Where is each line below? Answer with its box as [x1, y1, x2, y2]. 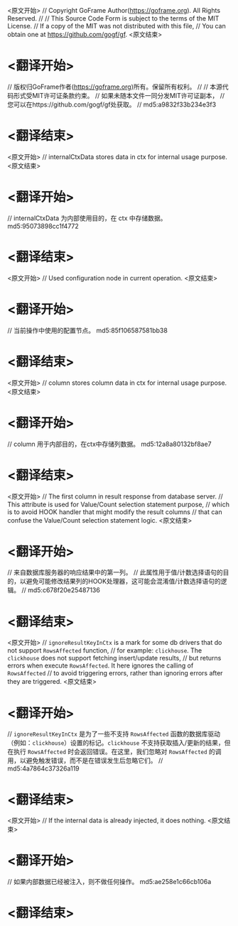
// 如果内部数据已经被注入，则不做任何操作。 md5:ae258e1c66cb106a [7, 878, 212, 886]
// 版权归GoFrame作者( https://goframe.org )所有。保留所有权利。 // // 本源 [7, 82, 222, 91]
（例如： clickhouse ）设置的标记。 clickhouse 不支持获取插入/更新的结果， [7, 739, 225, 747]
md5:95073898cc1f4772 [7, 222, 80, 230]
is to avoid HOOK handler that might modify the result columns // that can [7, 507, 222, 516]
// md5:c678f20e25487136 [21, 586, 101, 594]
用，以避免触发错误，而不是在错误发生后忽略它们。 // [7, 756, 163, 765]
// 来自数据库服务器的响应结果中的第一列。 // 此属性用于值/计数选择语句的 [7, 568, 224, 577]
